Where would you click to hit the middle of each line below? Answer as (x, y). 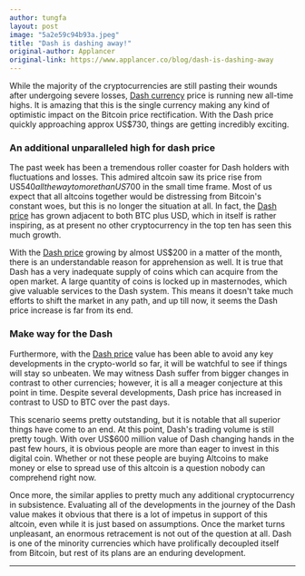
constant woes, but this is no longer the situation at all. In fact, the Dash (143, 206)
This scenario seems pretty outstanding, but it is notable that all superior (145, 419)
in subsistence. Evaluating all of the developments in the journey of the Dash (152, 504)
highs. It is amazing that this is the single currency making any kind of (140, 105)
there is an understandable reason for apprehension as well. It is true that (147, 262)
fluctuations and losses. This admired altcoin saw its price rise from (136, 177)
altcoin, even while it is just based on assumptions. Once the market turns (148, 523)
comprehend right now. (53, 477)
